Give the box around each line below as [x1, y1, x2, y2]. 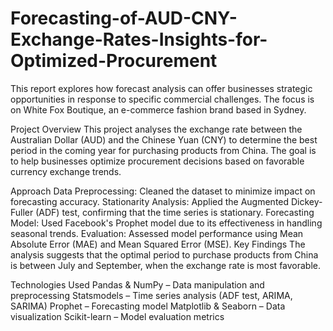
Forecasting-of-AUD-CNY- [10, 7, 238, 30]
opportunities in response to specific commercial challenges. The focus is [10, 93, 315, 105]
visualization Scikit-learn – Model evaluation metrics [10, 310, 225, 322]
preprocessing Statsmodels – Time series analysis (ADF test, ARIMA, [10, 289, 293, 301]
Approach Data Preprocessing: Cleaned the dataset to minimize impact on [10, 185, 316, 197]
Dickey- [290, 195, 323, 207]
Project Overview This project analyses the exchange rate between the [10, 123, 303, 135]
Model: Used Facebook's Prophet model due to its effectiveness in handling [10, 217, 323, 229]
